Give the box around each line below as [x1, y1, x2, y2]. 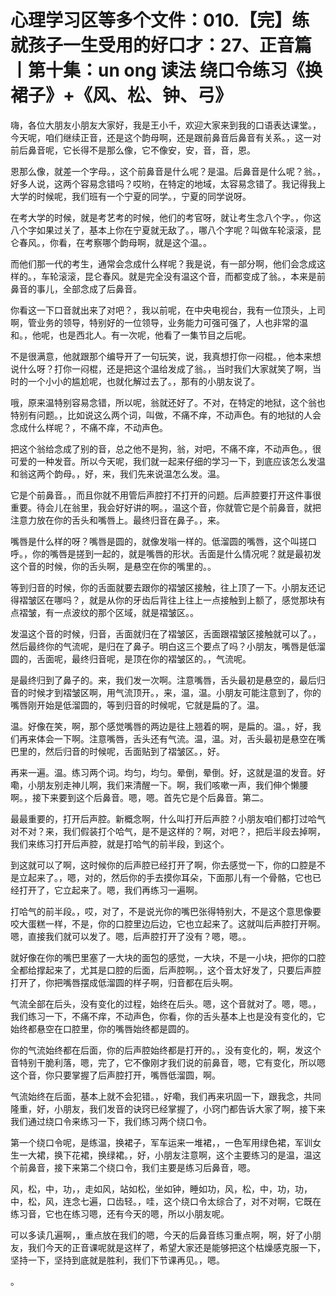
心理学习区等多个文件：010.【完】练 [10, 9, 310, 32]
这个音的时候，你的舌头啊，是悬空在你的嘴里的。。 [10, 560, 217, 572]
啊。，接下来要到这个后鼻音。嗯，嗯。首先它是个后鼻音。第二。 [10, 791, 269, 803]
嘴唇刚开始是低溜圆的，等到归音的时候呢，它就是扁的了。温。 [10, 699, 265, 711]
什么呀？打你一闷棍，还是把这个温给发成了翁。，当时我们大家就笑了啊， [18, 362, 313, 375]
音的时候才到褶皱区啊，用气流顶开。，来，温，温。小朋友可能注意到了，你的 [10, 686, 322, 698]
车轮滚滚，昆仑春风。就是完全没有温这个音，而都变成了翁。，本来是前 [40, 270, 326, 282]
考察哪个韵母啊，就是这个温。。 [84, 236, 212, 248]
